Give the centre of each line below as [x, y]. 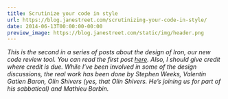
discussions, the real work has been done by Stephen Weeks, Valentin [107, 74]
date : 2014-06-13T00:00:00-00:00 [55, 26]
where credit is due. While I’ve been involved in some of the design [102, 67]
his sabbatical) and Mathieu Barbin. [58, 89]
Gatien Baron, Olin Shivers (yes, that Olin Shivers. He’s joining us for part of [114, 81]
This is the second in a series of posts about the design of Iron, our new [109, 52]
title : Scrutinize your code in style [62, 13]
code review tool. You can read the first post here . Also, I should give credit [114, 60]
